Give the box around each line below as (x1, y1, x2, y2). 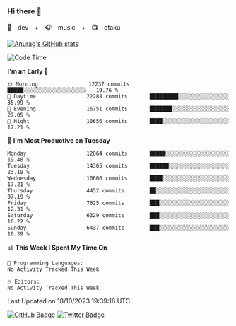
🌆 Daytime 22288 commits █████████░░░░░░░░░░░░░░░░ (7, 93, 230, 100)
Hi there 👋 (7, 6, 42, 16)
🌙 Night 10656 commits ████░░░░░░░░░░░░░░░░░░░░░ (7, 118, 230, 125)
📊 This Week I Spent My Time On (7, 243, 107, 252)
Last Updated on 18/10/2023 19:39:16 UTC (7, 297, 131, 305)
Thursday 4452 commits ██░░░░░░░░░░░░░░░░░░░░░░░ (7, 187, 230, 194)
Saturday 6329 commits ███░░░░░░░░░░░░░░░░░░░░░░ (7, 212, 230, 219)
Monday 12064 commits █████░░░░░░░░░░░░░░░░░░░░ (7, 150, 230, 158)
